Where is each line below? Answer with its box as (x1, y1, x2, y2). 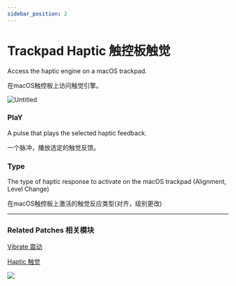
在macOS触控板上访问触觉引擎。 (7, 81, 103, 89)
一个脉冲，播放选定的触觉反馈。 (7, 143, 100, 151)
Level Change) (7, 185, 50, 194)
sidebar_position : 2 (7, 10, 68, 18)
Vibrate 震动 (7, 242, 43, 251)
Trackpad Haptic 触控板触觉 (7, 43, 171, 58)
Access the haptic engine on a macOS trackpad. (7, 66, 147, 75)
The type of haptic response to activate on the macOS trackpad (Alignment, (7, 178, 227, 186)
